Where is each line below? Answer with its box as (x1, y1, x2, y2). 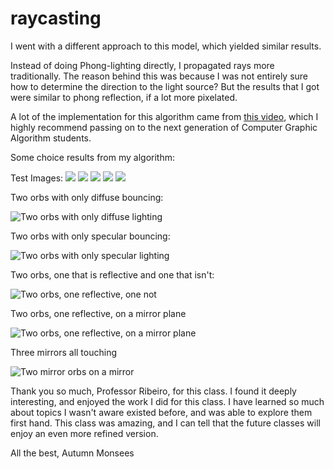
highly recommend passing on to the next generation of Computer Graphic (10, 121, 318, 133)
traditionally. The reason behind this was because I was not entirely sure (10, 70, 309, 82)
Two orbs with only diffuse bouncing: (10, 191, 164, 203)
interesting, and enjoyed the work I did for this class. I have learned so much (10, 395, 325, 407)
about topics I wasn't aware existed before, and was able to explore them (10, 406, 313, 418)
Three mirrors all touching (10, 346, 118, 358)
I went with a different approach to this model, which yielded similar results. (10, 40, 322, 52)
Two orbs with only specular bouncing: (10, 230, 171, 242)
